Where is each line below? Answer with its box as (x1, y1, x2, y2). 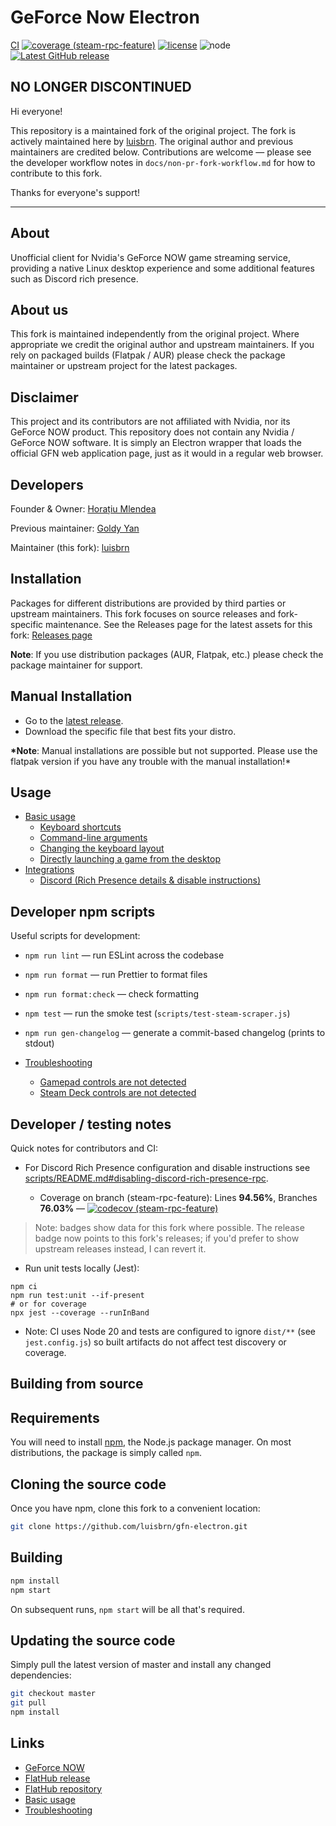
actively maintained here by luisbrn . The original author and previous (10, 135, 294, 147)
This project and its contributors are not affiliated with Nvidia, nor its (10, 416, 291, 428)
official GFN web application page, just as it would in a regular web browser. (10, 447, 324, 460)
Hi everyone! (10, 105, 63, 117)
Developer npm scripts (10, 903, 156, 920)
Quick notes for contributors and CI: (10, 1142, 158, 1155)
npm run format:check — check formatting (24, 988, 200, 1000)
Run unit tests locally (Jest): (24, 1262, 140, 1275)
